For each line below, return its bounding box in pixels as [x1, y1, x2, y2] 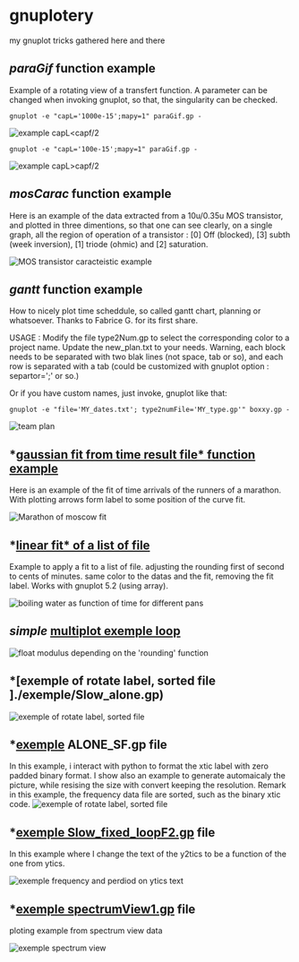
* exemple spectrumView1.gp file [9, 901, 196, 916]
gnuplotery [9, 5, 94, 26]
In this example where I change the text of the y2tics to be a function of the [9, 848, 286, 860]
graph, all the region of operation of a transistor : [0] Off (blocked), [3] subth [9, 229, 291, 240]
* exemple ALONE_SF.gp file [9, 737, 167, 752]
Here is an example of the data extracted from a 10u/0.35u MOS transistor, [9, 210, 284, 220]
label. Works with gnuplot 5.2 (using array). [9, 580, 168, 591]
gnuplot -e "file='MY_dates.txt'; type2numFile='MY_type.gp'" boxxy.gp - [9, 405, 291, 415]
